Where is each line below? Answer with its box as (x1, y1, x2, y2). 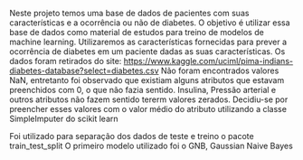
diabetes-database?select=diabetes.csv (9, 65, 160, 76)
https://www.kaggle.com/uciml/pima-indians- (123, 56, 294, 66)
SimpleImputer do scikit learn (9, 113, 119, 124)
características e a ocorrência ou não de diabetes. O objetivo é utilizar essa (9, 17, 291, 28)
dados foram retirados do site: (9, 56, 122, 66)
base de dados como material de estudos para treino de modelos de (9, 27, 264, 37)
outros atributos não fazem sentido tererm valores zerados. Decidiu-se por (9, 94, 289, 105)
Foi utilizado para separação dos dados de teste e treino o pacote (9, 131, 255, 141)
